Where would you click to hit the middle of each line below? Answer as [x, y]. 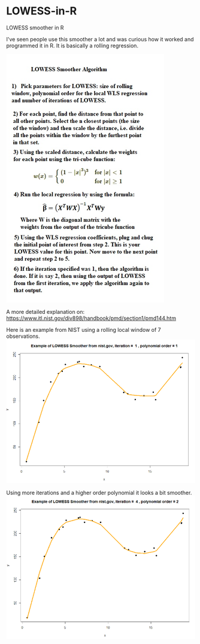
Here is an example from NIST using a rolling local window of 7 [84, 329]
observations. [23, 336]
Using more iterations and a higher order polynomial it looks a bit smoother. [99, 493]
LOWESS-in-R [42, 11]
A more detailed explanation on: [46, 312]
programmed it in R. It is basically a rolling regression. [72, 46]
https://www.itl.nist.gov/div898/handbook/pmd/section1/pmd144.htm [91, 318]
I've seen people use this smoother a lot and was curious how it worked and [100, 39]
